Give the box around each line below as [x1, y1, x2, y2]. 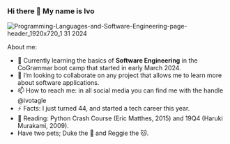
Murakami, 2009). [17, 122, 70, 130]
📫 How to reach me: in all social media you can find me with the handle [17, 86, 224, 95]
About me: [7, 43, 37, 51]
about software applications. [17, 79, 100, 87]
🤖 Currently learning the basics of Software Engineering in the [17, 56, 199, 65]
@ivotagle [17, 97, 47, 105]
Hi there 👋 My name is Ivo [7, 6, 95, 16]
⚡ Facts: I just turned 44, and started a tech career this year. [17, 104, 190, 113]
